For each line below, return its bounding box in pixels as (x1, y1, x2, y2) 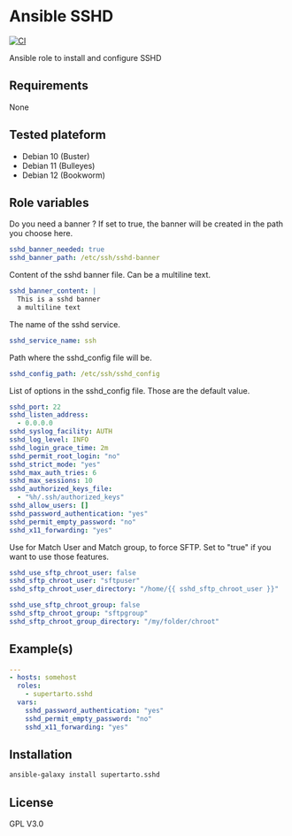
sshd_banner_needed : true (9, 245, 104, 254)
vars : (17, 698, 38, 707)
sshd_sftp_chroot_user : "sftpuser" (9, 577, 141, 586)
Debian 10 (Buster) (21, 150, 90, 161)
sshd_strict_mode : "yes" (9, 460, 101, 469)
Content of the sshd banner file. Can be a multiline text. (9, 270, 211, 280)
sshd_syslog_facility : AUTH (9, 427, 113, 436)
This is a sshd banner (17, 295, 101, 303)
